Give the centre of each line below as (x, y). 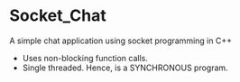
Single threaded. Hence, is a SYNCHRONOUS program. (125, 68)
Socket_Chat (58, 16)
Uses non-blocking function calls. (85, 58)
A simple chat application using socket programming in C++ (121, 41)
